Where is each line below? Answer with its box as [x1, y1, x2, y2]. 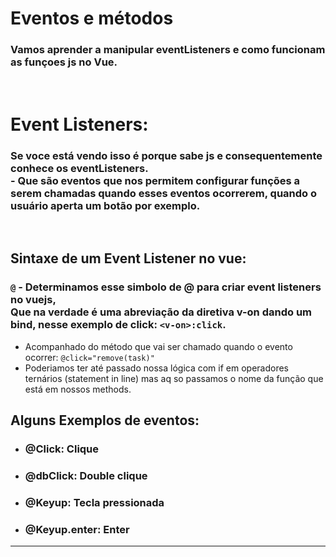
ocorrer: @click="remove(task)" [24, 351, 155, 363]
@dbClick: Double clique [24, 468, 148, 482]
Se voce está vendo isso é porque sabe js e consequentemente [10, 148, 323, 162]
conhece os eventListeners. [10, 161, 149, 175]
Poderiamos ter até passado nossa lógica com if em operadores [24, 362, 289, 374]
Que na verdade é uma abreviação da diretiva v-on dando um [10, 305, 313, 319]
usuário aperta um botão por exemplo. [10, 198, 201, 212]
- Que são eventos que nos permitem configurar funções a [10, 173, 301, 187]
